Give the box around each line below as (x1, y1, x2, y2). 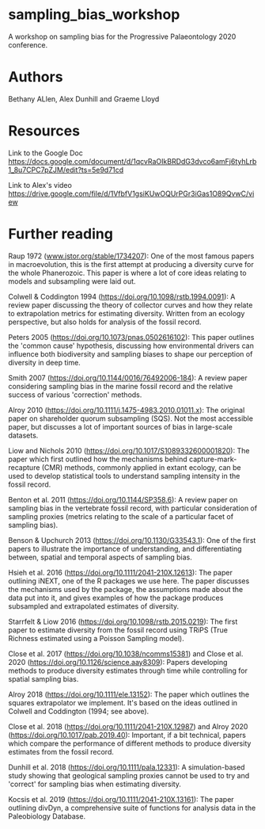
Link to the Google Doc (8, 148, 83, 158)
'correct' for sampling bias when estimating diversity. (8, 779, 182, 789)
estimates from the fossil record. (8, 747, 115, 756)
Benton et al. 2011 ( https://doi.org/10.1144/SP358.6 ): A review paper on (8, 495, 238, 504)
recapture (8, 462, 40, 472)
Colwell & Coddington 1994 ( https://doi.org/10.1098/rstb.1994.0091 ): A (8, 292, 236, 301)
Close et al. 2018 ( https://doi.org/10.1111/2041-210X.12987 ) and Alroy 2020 (8, 721, 248, 731)
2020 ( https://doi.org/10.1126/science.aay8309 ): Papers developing (8, 657, 228, 667)
